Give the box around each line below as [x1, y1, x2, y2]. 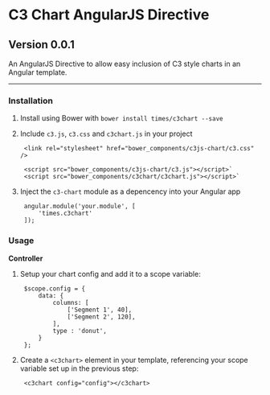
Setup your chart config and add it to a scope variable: [19, 269, 201, 278]
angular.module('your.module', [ [23, 203, 136, 211]
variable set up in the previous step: [19, 364, 139, 373]
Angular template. [8, 68, 67, 77]
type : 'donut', [52, 327, 107, 335]
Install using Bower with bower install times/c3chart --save [19, 113, 223, 123]
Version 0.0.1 [8, 38, 75, 51]
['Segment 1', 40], [67, 306, 133, 314]
